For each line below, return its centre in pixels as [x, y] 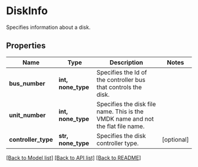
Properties [26, 46]
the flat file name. [121, 126]
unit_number [27, 115]
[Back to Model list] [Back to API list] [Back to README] [74, 158]
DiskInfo [27, 11]
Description [126, 62]
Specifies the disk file [126, 104]
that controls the [119, 87]
